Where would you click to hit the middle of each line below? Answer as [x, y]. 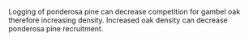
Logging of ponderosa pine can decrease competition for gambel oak [124, 12]
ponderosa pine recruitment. [56, 29]
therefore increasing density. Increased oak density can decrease [118, 20]
